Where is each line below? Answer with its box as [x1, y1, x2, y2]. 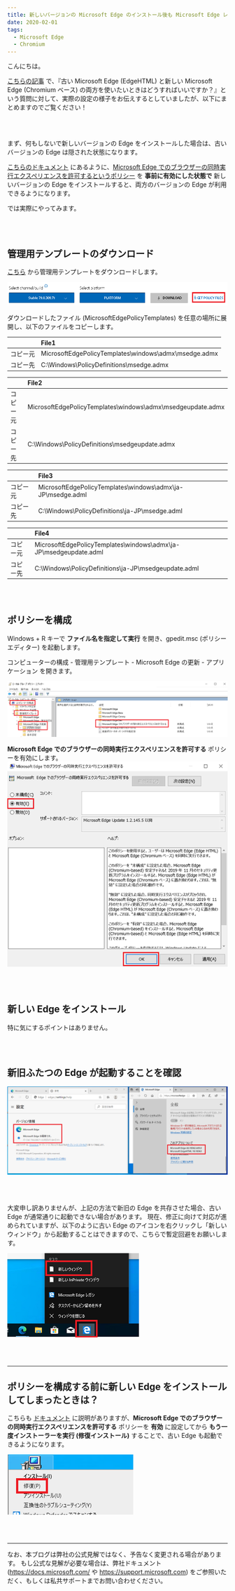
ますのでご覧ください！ [19, 103, 87, 112]
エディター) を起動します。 [7, 643, 84, 651]
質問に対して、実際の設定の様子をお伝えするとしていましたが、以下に [19, 95, 222, 103]
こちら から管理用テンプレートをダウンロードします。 [7, 267, 162, 276]
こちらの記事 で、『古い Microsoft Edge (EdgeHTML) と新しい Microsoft [7, 77, 213, 86]
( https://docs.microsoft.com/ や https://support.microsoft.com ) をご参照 [7, 1568, 215, 1576]
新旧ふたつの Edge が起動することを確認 [7, 1067, 182, 1079]
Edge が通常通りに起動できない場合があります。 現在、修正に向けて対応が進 [7, 1213, 227, 1221]
